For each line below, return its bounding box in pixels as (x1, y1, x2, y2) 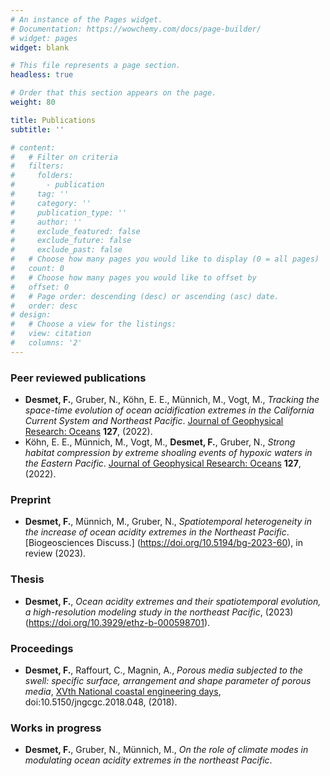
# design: (10, 310, 52, 320)
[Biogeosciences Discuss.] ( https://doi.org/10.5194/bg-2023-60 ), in (24, 537, 303, 549)
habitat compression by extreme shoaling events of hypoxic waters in (24, 447, 313, 459)
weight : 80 (10, 97, 56, 107)
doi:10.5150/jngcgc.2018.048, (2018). (24, 696, 178, 708)
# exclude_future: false (10, 236, 132, 246)
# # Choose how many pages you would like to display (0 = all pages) (10, 254, 320, 265)
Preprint (10, 492, 52, 506)
